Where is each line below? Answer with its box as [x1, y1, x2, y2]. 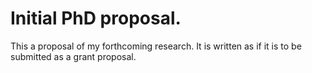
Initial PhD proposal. [10, 7, 182, 30]
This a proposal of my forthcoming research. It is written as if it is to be [10, 40, 302, 52]
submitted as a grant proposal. [10, 50, 137, 62]
